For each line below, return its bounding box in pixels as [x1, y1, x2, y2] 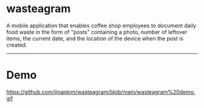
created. [6, 41, 27, 49]
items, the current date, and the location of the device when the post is [6, 35, 184, 42]
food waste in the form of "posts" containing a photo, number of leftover [6, 28, 188, 35]
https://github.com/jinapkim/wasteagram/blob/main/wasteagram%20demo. [6, 88, 195, 95]
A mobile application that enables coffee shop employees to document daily [6, 22, 196, 29]
